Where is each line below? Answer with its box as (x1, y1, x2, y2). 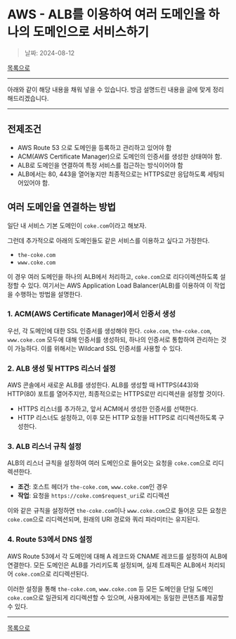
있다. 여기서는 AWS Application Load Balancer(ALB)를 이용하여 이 (27, 281, 213, 290)
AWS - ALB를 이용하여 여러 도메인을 (7, 6, 206, 23)
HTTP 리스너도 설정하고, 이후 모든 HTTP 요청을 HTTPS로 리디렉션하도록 (17, 414, 217, 422)
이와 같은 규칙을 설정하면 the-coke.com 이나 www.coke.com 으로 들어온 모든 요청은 (7, 507, 227, 515)
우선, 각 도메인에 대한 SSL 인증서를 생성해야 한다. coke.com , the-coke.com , (7, 326, 212, 335)
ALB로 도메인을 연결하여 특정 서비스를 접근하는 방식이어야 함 (17, 161, 184, 169)
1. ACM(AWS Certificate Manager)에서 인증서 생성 (7, 309, 176, 319)
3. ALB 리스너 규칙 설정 (7, 442, 82, 452)
